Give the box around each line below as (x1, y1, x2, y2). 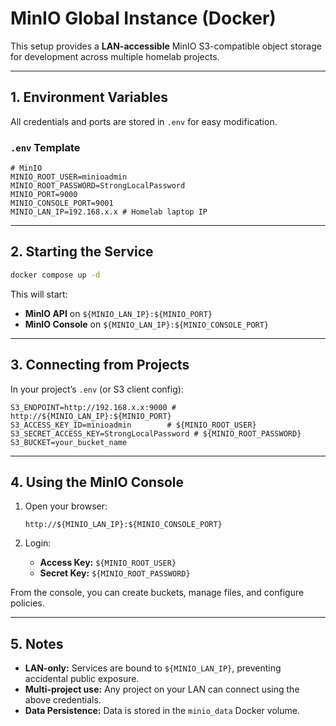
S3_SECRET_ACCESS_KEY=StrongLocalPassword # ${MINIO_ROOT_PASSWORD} (10, 428, 302, 439)
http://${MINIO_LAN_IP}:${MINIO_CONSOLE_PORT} (24, 520, 223, 530)
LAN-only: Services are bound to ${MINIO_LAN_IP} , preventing (24, 662, 282, 674)
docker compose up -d (10, 270, 101, 280)
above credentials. (24, 694, 102, 706)
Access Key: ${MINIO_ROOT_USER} (39, 557, 177, 569)
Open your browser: (24, 500, 108, 512)
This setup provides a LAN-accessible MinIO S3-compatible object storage (10, 40, 322, 52)
